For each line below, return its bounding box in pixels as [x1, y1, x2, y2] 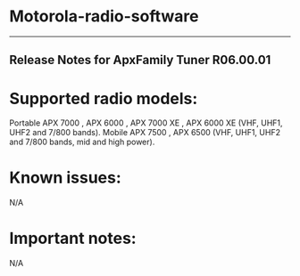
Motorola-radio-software [9, 6, 199, 27]
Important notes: [9, 229, 137, 248]
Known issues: [9, 167, 122, 188]
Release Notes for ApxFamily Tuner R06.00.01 [9, 53, 271, 68]
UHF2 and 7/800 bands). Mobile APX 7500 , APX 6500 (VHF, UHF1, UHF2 [9, 127, 281, 138]
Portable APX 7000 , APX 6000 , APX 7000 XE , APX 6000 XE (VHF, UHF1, [9, 118, 283, 128]
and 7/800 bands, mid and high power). [9, 136, 155, 148]
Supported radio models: [9, 88, 198, 109]
